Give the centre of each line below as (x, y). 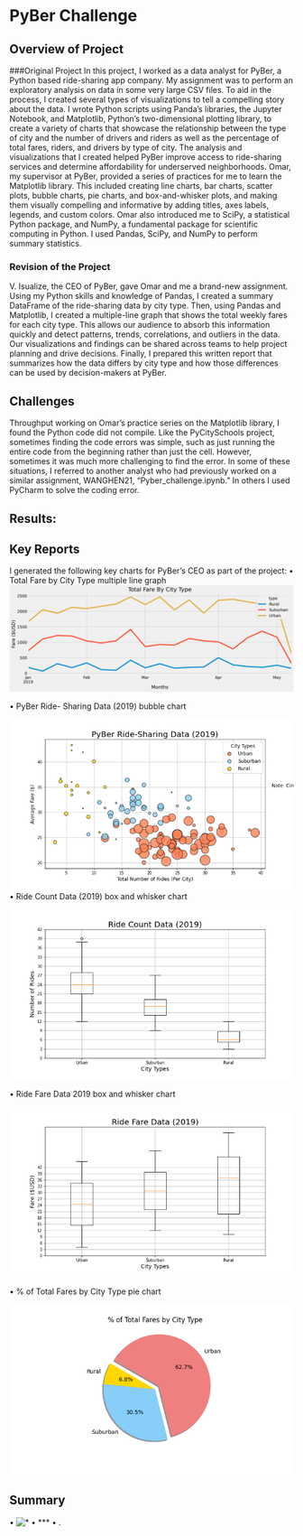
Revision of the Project (60, 266)
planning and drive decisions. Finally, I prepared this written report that (141, 354)
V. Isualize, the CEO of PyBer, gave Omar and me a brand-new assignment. (149, 286)
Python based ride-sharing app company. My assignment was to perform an (151, 80)
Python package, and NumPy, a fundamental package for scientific (134, 224)
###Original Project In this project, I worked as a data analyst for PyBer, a (146, 70)
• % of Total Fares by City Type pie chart (85, 1291)
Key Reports (45, 549)
